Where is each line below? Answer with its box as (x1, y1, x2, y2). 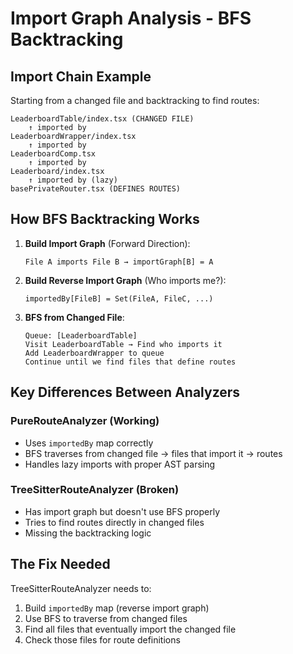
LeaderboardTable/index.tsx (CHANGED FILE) (10, 114, 195, 124)
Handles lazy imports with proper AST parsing (24, 458, 216, 470)
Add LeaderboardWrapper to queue (24, 348, 165, 358)
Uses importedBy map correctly (24, 437, 154, 449)
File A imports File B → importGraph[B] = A (24, 257, 214, 267)
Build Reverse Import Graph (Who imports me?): (24, 274, 227, 286)
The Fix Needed (10, 556, 111, 573)
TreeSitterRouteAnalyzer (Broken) (10, 483, 180, 497)
